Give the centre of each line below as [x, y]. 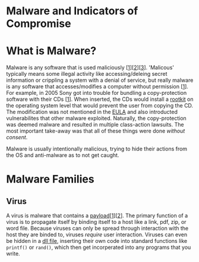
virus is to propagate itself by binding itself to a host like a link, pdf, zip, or [96, 222]
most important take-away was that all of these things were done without [96, 131]
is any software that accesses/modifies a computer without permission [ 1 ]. [97, 87]
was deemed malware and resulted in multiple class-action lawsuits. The [95, 125]
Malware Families [50, 179]
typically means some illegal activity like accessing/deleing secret [87, 74]
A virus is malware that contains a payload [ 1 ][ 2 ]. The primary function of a [97, 215]
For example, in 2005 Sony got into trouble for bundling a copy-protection [97, 93]
